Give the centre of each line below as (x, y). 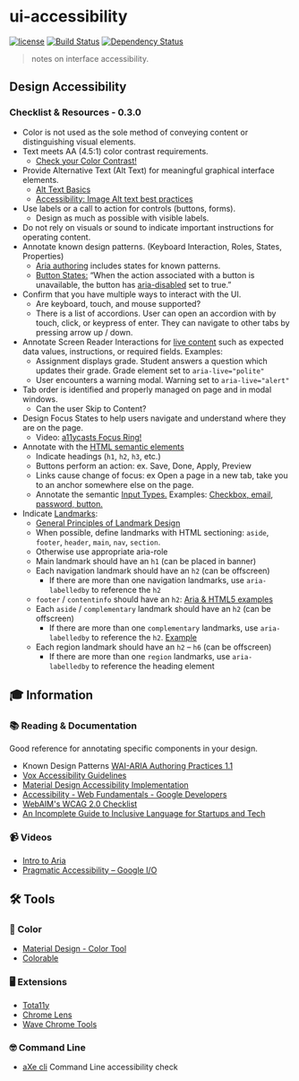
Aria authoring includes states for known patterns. (128, 266)
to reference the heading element (153, 666)
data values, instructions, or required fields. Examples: (123, 351)
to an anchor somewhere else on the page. (115, 484)
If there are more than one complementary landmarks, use (154, 628)
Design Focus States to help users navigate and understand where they (154, 418)
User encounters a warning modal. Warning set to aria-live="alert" (162, 379)
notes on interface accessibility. (90, 58)
